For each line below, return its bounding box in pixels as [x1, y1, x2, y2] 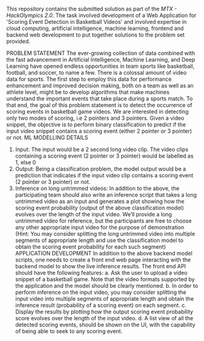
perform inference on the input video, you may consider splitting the [15, 288, 187, 296]
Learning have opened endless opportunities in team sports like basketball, [6, 62, 195, 70]
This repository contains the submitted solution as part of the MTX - [6, 5, 177, 12]
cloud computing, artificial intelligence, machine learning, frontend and [6, 24, 184, 32]
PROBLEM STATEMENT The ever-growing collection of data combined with [6, 50, 195, 57]
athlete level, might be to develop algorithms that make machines [6, 89, 170, 95]
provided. [6, 38, 30, 45]
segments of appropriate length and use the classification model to [15, 237, 184, 244]
